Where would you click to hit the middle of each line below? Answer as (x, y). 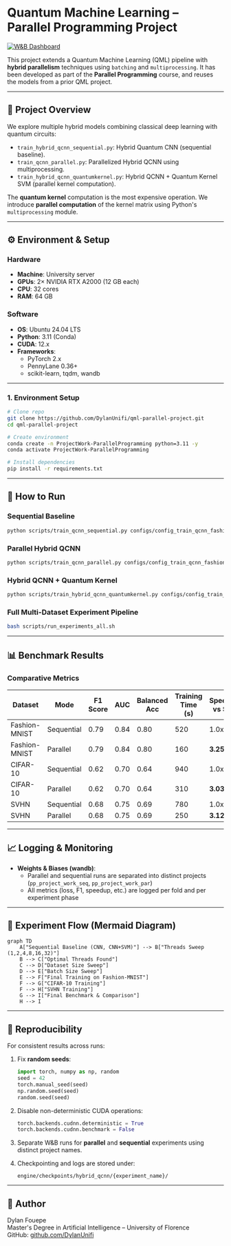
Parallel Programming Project (92, 27)
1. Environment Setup (44, 398)
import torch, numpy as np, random (68, 1072)
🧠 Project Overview (49, 110)
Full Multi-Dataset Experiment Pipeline (73, 612)
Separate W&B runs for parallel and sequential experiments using (110, 1143)
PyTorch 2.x (44, 358)
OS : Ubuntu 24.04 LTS (49, 329)
